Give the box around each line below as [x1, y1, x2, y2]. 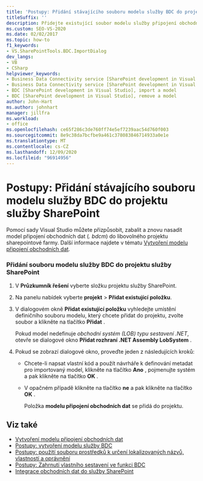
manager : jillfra [6, 110, 50, 116]
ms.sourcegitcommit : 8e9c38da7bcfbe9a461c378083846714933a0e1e [6, 132, 169, 139]
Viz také [6, 420, 38, 430]
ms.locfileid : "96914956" [6, 154, 71, 161]
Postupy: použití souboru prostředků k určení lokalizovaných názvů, [14, 448, 184, 456]
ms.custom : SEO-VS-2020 [6, 25, 66, 32]
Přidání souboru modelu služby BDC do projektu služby [6, 261, 172, 269]
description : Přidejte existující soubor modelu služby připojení [6, 20, 177, 26]
